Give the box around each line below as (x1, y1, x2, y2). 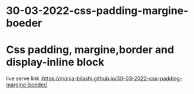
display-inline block (6, 55, 105, 69)
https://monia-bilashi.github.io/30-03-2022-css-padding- (42, 75, 182, 82)
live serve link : (6, 75, 42, 82)
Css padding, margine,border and (6, 43, 175, 57)
